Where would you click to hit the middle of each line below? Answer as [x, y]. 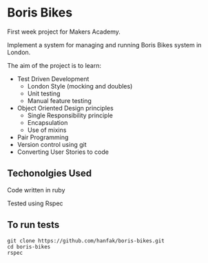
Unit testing [44, 93]
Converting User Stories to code [63, 152]
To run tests [33, 225]
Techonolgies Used [49, 173]
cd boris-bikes [29, 247]
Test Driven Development [53, 79]
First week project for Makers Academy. [64, 32]
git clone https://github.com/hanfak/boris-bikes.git [86, 241]
